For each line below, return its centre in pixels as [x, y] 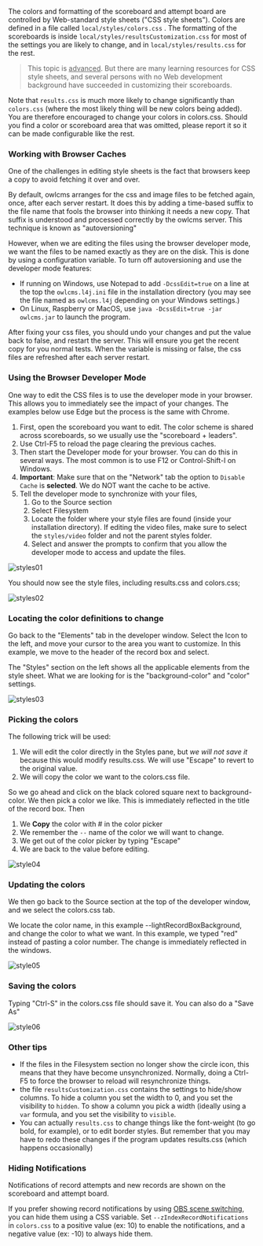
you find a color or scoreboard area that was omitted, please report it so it [128, 125]
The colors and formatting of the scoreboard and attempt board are [117, 11]
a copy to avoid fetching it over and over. [74, 179]
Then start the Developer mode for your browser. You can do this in [128, 452]
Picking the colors [43, 719]
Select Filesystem [60, 510]
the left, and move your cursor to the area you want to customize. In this [124, 643]
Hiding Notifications [47, 1168]
